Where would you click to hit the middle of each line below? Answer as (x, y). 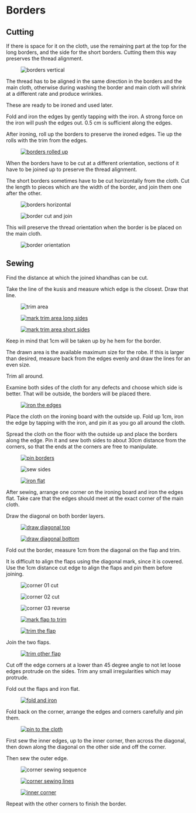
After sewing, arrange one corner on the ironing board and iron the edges (94, 492)
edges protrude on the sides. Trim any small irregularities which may (89, 671)
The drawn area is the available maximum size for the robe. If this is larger (95, 352)
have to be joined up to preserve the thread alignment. (72, 169)
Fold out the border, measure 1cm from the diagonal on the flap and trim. (94, 550)
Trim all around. (25, 376)
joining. (15, 574)
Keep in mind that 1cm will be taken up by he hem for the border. (84, 341)
